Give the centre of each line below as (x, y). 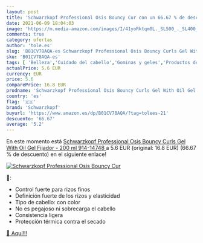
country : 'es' (24, 96)
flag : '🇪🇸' (21, 102)
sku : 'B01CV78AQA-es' (34, 57)
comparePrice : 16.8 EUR (36, 85)
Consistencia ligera (39, 215)
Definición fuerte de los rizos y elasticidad (67, 196)
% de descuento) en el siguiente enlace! (56, 154)
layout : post (23, 12)
